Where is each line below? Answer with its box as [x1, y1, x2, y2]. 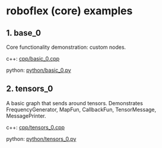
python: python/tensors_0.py [6, 135, 77, 142]
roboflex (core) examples [6, 4, 133, 18]
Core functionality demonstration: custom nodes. [6, 43, 126, 51]
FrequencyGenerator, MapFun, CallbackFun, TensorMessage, [6, 106, 157, 113]
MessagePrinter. [6, 112, 46, 119]
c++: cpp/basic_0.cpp [6, 55, 60, 62]
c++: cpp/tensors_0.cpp [6, 124, 65, 131]
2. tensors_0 [6, 84, 53, 94]
